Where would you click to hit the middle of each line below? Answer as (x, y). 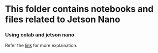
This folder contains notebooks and (79, 9)
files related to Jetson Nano (63, 19)
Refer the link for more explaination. (41, 46)
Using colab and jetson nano (40, 35)
